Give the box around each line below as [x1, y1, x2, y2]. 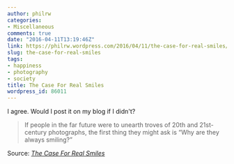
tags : [7, 56, 23, 63]
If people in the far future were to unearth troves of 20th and [24, 121, 198, 129]
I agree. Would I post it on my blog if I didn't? [7, 107, 136, 116]
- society [7, 75, 36, 82]
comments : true [7, 29, 52, 37]
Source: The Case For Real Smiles [7, 149, 105, 158]
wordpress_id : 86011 [7, 88, 68, 95]
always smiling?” [24, 135, 73, 144]
